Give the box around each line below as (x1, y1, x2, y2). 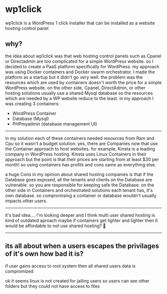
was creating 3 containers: (5, 101, 60, 107)
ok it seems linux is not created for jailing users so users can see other (5, 278, 150, 284)
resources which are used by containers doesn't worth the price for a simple (5, 79, 162, 85)
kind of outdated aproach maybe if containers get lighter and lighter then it (5, 217, 158, 223)
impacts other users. (5, 198, 48, 204)
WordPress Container (12, 110, 57, 116)
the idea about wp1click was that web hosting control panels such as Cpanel (5, 53, 162, 59)
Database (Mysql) (12, 116, 49, 122)
